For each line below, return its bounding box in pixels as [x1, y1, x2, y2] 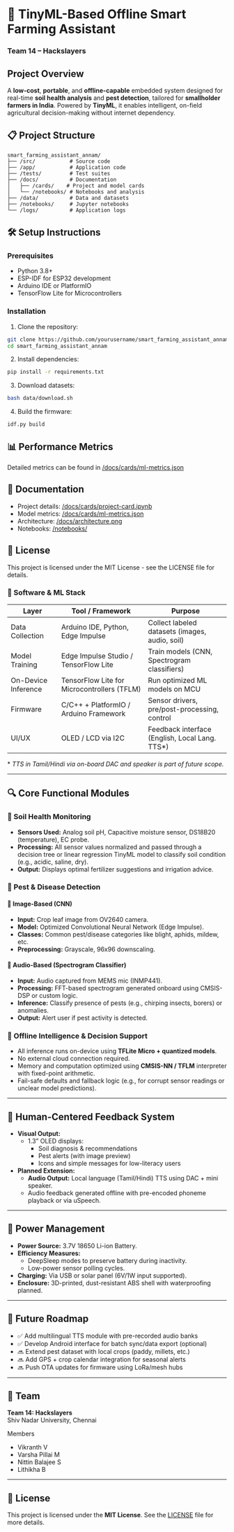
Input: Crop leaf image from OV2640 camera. [17, 915, 149, 923]
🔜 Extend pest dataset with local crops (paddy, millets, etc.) [17, 1347, 190, 1355]
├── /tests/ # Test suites [7, 170, 111, 177]
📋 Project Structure [7, 129, 95, 142]
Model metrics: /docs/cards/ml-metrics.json [17, 510, 144, 518]
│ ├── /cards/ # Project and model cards [7, 182, 145, 189]
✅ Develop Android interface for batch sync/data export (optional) [17, 1339, 208, 1347]
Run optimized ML [148, 675, 208, 685]
